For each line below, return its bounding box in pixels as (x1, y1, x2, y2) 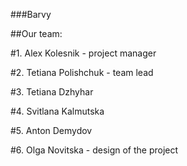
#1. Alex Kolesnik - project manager (10, 47, 157, 59)
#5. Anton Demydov (10, 125, 93, 136)
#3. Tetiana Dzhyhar (10, 86, 94, 98)
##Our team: (10, 28, 63, 39)
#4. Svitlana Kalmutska (10, 105, 105, 117)
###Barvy (10, 9, 52, 20)
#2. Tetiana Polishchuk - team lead (10, 67, 154, 78)
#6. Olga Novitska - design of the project (10, 144, 179, 156)
